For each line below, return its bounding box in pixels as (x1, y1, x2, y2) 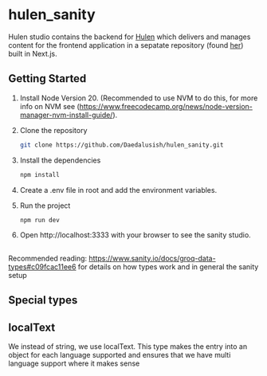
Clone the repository (19, 125, 88, 135)
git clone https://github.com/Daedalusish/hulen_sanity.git (19, 141, 224, 149)
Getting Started (8, 72, 87, 85)
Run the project (19, 201, 71, 210)
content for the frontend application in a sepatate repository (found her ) (8, 40, 244, 49)
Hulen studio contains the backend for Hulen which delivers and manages (8, 32, 251, 41)
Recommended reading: (8, 253, 88, 263)
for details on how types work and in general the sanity (77, 261, 259, 272)
